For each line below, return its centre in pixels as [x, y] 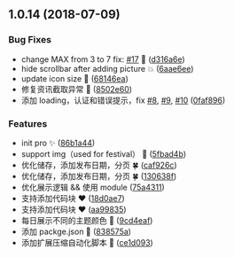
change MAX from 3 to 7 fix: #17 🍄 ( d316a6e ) [103, 59]
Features [28, 123]
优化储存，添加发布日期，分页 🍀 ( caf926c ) [99, 165]
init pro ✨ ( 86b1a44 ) [58, 143]
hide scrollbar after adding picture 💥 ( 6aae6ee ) [107, 68]
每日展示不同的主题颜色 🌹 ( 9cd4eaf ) [87, 220]
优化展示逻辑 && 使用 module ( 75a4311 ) [93, 187]
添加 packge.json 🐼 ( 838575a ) [76, 231]
